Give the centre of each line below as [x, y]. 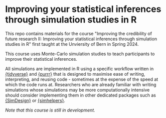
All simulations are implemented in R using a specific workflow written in [79, 69]
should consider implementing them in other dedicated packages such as [81, 95]
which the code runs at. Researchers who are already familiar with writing [81, 84]
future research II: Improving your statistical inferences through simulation [81, 39]
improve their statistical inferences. [41, 59]
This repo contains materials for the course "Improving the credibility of [79, 33]
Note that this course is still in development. [50, 110]
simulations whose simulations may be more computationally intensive [78, 90]
